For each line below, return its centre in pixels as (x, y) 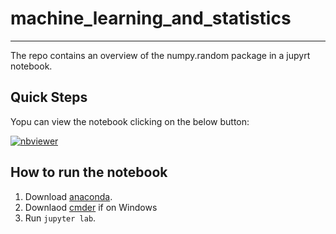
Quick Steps (49, 97)
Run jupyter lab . (60, 218)
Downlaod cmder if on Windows (91, 207)
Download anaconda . (68, 196)
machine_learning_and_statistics (151, 18)
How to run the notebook (89, 172)
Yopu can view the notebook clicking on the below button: (130, 121)
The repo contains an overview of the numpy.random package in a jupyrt (160, 55)
